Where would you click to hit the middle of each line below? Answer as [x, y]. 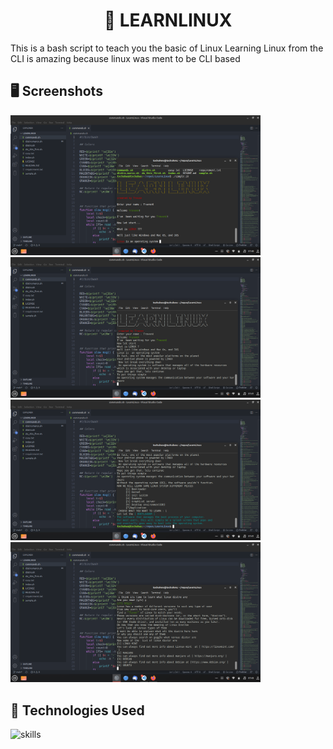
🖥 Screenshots [56, 91]
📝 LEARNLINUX [168, 20]
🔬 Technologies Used [77, 710]
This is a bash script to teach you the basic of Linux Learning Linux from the [167, 48]
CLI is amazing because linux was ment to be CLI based [125, 58]
